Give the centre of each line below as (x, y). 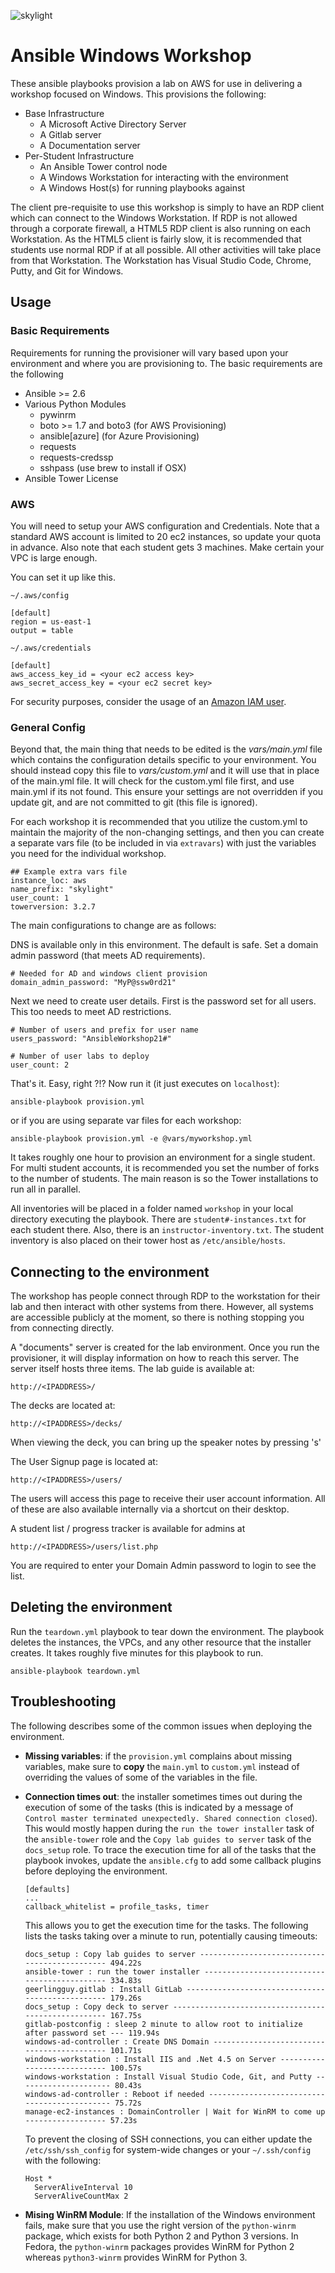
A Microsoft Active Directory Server (113, 124)
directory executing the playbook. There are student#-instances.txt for (158, 1219)
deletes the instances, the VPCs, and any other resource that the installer (161, 1642)
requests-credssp (76, 457)
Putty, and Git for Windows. (67, 271)
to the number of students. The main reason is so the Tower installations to (164, 1179)
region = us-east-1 (51, 621)
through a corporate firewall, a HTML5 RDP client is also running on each (161, 228)
